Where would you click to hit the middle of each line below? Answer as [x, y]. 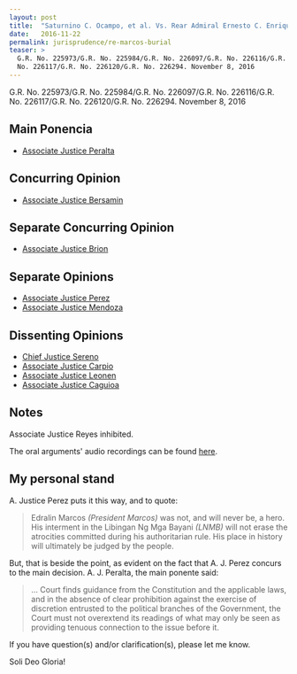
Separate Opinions [61, 277]
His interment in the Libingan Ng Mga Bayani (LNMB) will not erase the [159, 527]
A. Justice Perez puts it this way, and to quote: [94, 500]
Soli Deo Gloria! [38, 662]
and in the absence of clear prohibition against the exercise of [144, 599]
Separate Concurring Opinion [92, 227]
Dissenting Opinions [66, 335]
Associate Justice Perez [66, 298]
